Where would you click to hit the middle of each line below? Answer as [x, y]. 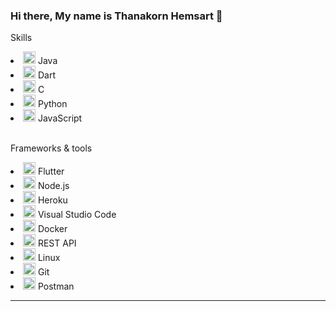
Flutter [51, 171]
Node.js [53, 186]
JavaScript [60, 118]
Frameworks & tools [51, 148]
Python [52, 104]
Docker [52, 229]
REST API [57, 243]
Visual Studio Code [77, 215]
